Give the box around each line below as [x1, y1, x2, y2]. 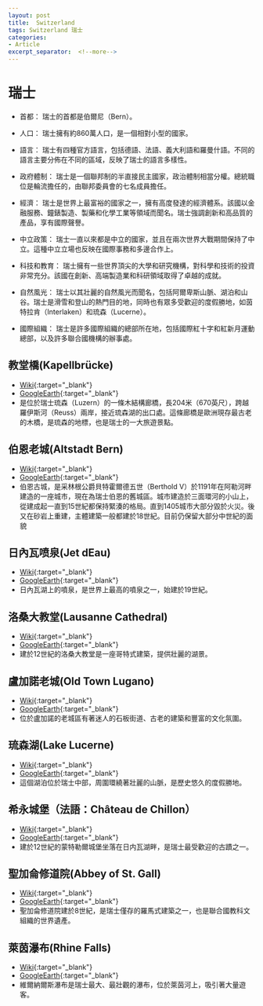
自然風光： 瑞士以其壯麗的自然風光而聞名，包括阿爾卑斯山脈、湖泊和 [19, 287, 241, 297]
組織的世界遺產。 [19, 916, 75, 925]
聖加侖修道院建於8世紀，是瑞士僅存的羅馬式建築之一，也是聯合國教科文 [19, 906, 250, 916]
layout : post [8, 11, 51, 20]
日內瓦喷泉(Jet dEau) [8, 546, 111, 559]
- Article [8, 41, 41, 49]
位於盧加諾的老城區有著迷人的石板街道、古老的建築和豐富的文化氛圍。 [19, 714, 247, 722]
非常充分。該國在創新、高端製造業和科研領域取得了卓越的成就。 [19, 270, 225, 280]
